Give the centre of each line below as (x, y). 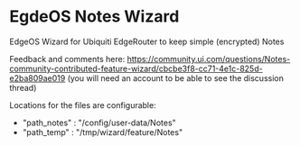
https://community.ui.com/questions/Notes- (209, 59)
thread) (23, 87)
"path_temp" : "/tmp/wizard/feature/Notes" (103, 132)
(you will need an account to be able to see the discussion (176, 78)
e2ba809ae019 (37, 78)
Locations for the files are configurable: (83, 105)
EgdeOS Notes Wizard (94, 17)
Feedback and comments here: (67, 59)
